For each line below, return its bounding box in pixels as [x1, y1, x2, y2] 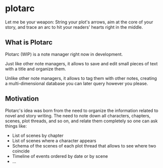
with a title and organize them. [5, 66, 66, 72]
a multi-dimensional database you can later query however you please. [5, 80, 148, 86]
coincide [12, 148, 30, 154]
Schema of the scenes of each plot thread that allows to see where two [12, 143, 157, 149]
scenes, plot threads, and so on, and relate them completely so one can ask [5, 118, 158, 124]
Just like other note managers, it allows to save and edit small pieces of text [5, 60, 158, 66]
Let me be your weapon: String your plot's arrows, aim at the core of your [5, 19, 153, 25]
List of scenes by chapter [12, 132, 64, 138]
